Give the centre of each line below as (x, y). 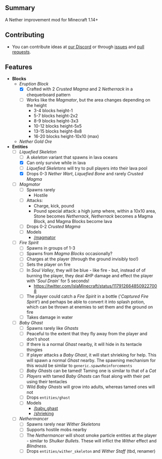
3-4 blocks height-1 (53, 110)
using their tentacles (47, 382)
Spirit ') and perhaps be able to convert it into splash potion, (86, 302)
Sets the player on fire (49, 265)
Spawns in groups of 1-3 (51, 248)
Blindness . (37, 446)
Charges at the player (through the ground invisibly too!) (82, 259)
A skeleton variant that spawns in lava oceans (72, 157)
